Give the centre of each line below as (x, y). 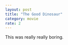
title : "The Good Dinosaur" (34, 14)
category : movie (22, 19)
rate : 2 (13, 23)
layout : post (18, 10)
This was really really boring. (34, 37)
